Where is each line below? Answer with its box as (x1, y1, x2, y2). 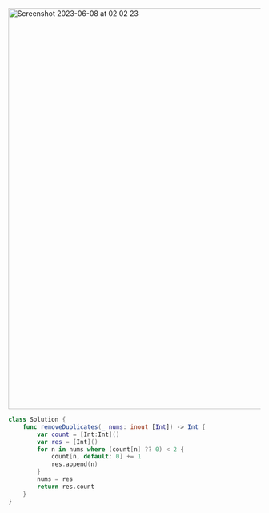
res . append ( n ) (50, 460, 98, 468)
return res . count (37, 483, 94, 491)
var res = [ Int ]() (37, 438, 98, 446)
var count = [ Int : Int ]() (37, 430, 120, 438)
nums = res (37, 475, 74, 483)
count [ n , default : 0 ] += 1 (50, 453, 142, 461)
